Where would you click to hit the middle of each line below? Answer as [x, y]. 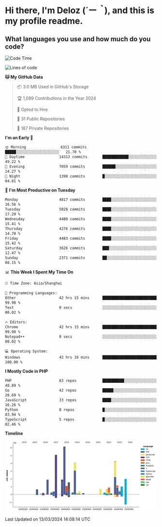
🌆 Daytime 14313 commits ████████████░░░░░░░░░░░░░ [81, 157]
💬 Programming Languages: [31, 293]
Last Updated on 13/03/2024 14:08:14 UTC [48, 519]
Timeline [14, 433]
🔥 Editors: [16, 322]
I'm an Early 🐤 [19, 138]
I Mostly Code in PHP [27, 371]
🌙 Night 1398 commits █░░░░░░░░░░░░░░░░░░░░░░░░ [81, 176]
